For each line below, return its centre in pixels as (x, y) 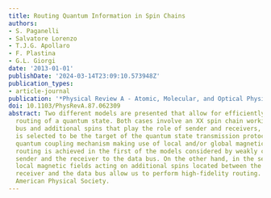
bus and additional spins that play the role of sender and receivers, (139, 128)
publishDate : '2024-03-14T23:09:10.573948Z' (84, 76)
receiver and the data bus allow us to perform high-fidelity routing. (139, 174)
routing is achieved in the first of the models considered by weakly (137, 151)
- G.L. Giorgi (32, 61)
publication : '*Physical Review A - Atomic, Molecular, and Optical (126, 99)
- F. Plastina (32, 53)
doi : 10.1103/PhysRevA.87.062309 (65, 106)
